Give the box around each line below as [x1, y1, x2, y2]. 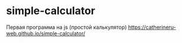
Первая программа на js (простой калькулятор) [6, 24, 127, 31]
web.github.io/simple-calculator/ [6, 29, 86, 37]
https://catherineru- [128, 24, 176, 31]
